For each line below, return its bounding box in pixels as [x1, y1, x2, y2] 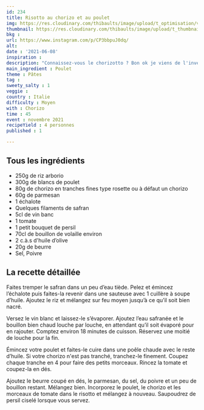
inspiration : [6, 54, 42, 60]
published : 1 [6, 128, 42, 134]
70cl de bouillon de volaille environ [15, 230, 102, 238]
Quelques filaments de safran [15, 204, 89, 211]
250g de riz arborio [15, 172, 64, 179]
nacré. [6, 303, 22, 310]
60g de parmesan [15, 191, 60, 199]
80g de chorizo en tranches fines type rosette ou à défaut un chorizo [15, 185, 188, 192]
